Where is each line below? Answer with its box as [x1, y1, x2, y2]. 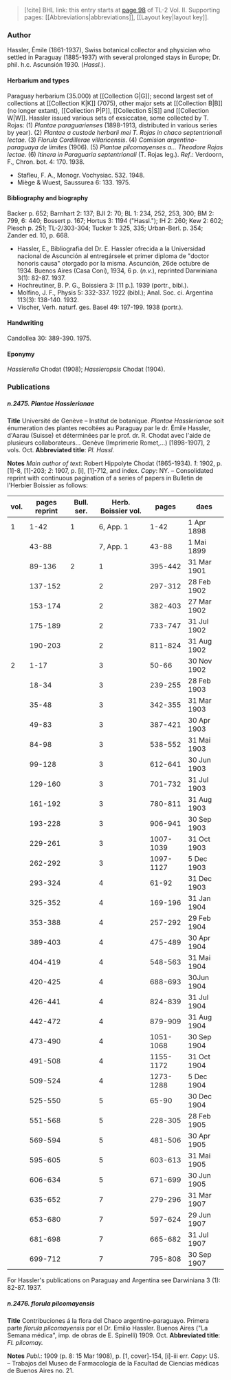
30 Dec [188, 1092, 212, 1101]
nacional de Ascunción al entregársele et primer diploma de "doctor [16, 251, 210, 260]
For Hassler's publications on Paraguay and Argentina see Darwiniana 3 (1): [7, 1276, 221, 1284]
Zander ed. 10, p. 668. [7, 231, 70, 240]
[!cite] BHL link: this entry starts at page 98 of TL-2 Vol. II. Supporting [23, 6, 221, 14]
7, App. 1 [98, 542, 129, 551]
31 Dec [188, 874, 212, 883]
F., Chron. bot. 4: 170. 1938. [7, 158, 85, 166]
